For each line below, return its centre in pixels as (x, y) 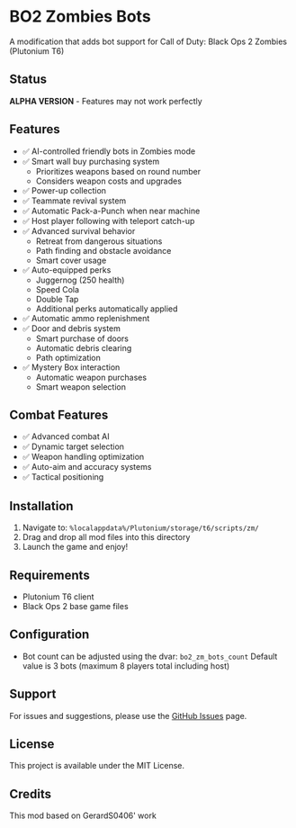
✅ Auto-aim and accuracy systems (87, 467)
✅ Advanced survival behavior (79, 230)
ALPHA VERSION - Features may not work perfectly (106, 101)
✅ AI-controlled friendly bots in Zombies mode (109, 151)
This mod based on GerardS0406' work (83, 815)
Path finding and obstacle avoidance (103, 250)
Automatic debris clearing (84, 347)
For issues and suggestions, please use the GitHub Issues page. (128, 715)
